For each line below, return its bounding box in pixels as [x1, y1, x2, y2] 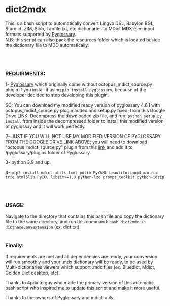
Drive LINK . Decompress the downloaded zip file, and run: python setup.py [5, 113, 162, 119]
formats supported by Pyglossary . [5, 31, 76, 37]
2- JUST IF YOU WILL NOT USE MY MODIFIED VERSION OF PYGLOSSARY [5, 133, 161, 140]
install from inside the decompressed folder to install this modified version [5, 118, 164, 124]
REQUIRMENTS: [5, 70, 46, 77]
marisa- [143, 170, 159, 176]
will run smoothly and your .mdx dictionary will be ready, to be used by [5, 259, 153, 265]
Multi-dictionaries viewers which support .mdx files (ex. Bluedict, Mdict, [5, 264, 156, 270]
